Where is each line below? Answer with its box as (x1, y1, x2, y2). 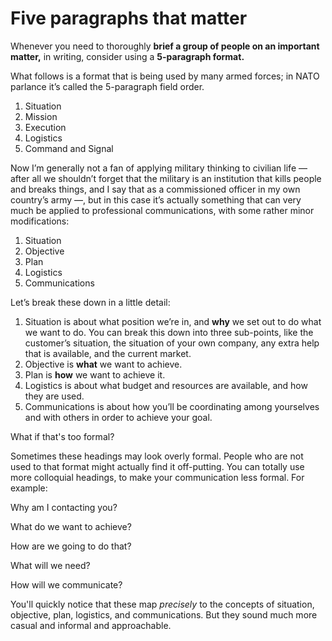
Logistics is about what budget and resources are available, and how (24, 379, 308, 391)
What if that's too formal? (10, 430, 115, 442)
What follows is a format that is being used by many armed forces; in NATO (10, 70, 320, 82)
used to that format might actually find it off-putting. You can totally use (10, 460, 305, 472)
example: (10, 482, 48, 494)
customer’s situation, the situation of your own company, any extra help (24, 337, 320, 349)
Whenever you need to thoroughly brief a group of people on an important (10, 40, 320, 52)
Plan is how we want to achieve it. (24, 368, 166, 381)
